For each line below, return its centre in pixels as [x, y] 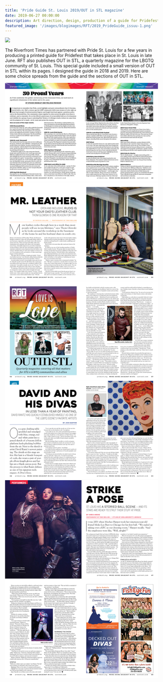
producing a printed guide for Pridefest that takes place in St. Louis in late [79, 56]
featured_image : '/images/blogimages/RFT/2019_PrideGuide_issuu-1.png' [79, 26]
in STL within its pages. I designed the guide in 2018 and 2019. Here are [77, 71]
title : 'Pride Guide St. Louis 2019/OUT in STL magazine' [65, 10]
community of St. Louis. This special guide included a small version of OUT [80, 66]
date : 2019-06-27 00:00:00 [32, 15]
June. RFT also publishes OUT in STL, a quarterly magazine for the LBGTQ [79, 60]
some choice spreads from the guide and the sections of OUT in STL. [74, 76]
